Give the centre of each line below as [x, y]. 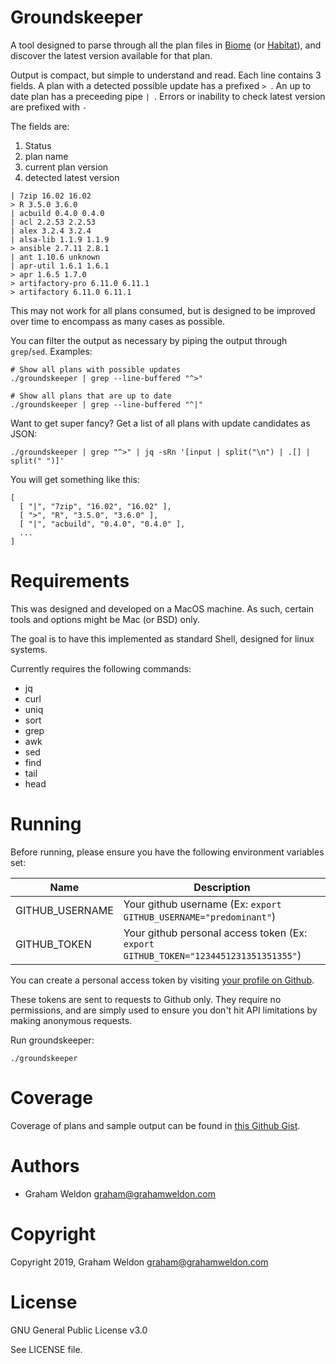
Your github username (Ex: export [202, 904]
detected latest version [72, 177]
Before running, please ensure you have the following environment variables [167, 852]
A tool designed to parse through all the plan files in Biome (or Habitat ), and [166, 45]
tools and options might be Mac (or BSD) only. [105, 619]
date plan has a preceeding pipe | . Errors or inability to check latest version [168, 96]
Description [222, 887]
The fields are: [40, 126]
